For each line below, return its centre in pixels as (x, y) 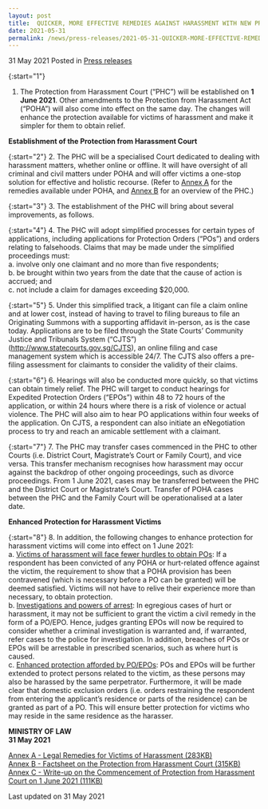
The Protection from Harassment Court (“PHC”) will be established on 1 (137, 92)
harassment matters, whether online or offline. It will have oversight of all (128, 166)
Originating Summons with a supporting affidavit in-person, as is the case (129, 322)
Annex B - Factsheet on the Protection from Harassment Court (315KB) (124, 764)
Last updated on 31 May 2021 (57, 796)
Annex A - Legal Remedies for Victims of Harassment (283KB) (110, 755)
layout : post (30, 16)
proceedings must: (39, 256)
